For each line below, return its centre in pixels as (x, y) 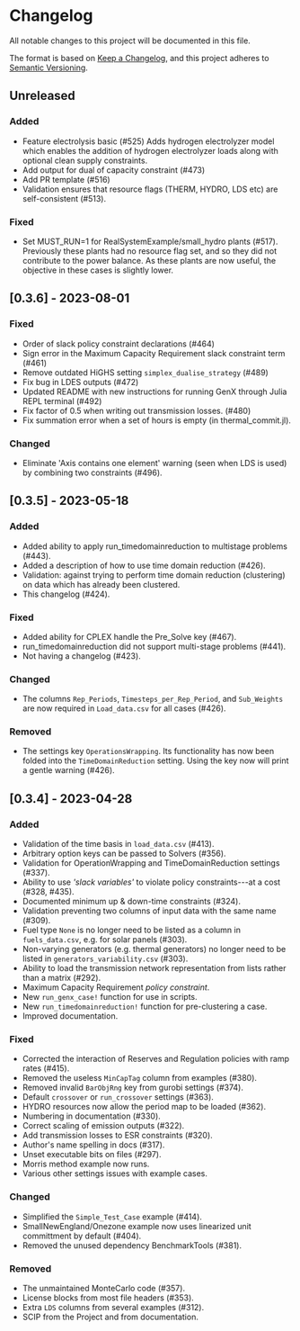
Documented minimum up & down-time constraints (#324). (131, 902)
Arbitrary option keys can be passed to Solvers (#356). (124, 854)
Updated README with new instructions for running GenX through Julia (154, 391)
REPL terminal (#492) (62, 400)
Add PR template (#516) (66, 179)
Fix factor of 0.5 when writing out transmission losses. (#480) (137, 410)
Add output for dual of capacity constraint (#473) (114, 170)
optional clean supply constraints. (85, 160)
